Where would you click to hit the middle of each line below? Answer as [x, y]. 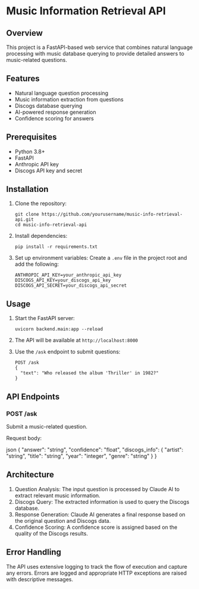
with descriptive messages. [40, 579]
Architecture [30, 475]
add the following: [37, 264]
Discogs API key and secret [48, 170]
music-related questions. [37, 60]
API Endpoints [33, 397]
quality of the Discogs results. [51, 533]
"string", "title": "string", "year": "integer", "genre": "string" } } [82, 456]
